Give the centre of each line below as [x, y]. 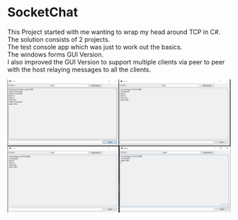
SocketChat [43, 12]
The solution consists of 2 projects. [59, 39]
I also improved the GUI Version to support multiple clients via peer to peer [116, 62]
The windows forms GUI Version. [56, 54]
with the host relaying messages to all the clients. [79, 69]
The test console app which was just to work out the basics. [95, 47]
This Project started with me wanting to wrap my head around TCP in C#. [114, 32]
